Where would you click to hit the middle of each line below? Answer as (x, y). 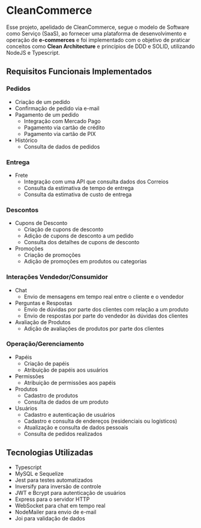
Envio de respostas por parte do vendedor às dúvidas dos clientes (106, 316)
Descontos (22, 210)
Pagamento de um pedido (47, 114)
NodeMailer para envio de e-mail (55, 512)
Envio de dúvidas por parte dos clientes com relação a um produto (106, 309)
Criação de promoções (52, 255)
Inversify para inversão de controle (58, 486)
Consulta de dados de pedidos (62, 146)
